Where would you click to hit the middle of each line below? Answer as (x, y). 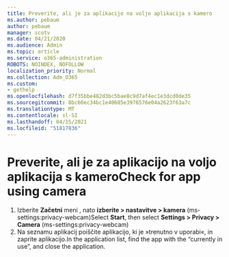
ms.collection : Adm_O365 (42, 77)
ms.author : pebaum (33, 20)
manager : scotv (29, 33)
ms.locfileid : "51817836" (44, 128)
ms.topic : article (33, 52)
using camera (47, 191)
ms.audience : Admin (35, 45)
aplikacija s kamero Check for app (104, 176)
